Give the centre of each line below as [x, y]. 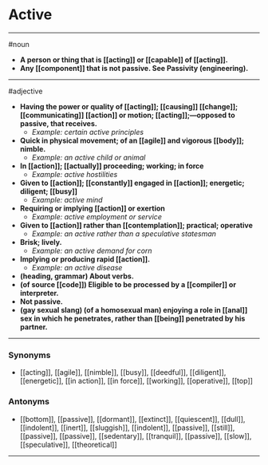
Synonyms [30, 355]
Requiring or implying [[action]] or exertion [93, 208]
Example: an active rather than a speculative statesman [124, 234]
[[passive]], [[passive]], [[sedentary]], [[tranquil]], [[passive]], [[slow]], [136, 435]
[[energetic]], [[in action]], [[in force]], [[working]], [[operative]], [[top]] [136, 381]
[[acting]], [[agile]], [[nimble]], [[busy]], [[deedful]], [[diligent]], [123, 372]
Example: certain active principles [88, 132]
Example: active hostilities [75, 174]
